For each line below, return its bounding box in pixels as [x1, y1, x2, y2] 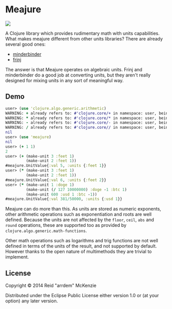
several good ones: [5, 41, 46, 47]
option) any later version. [5, 298, 58, 304]
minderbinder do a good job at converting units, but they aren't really [5, 72, 151, 78]
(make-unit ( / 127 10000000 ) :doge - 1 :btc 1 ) [26, 187, 127, 192]
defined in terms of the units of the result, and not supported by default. [5, 243, 157, 249]
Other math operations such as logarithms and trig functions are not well [5, 238, 159, 244]
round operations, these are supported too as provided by [5, 222, 127, 228]
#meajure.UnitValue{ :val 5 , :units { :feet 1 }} [5, 163, 106, 168]
